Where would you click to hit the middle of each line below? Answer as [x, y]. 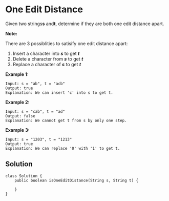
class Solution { [24, 176]
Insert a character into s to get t [46, 53]
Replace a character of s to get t [47, 64]
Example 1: [17, 74]
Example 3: [17, 130]
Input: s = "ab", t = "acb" [35, 84]
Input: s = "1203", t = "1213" [39, 139]
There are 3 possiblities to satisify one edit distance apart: [67, 43]
